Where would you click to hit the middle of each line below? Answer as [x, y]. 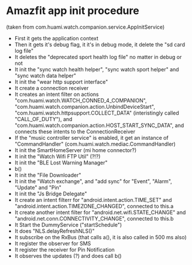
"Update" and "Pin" [38, 187]
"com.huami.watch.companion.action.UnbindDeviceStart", [85, 106]
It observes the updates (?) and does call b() [68, 256]
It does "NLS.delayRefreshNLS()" [54, 231]
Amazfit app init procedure [73, 11]
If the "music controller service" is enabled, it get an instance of [91, 137]
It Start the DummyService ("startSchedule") [68, 225]
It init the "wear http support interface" [61, 82]
